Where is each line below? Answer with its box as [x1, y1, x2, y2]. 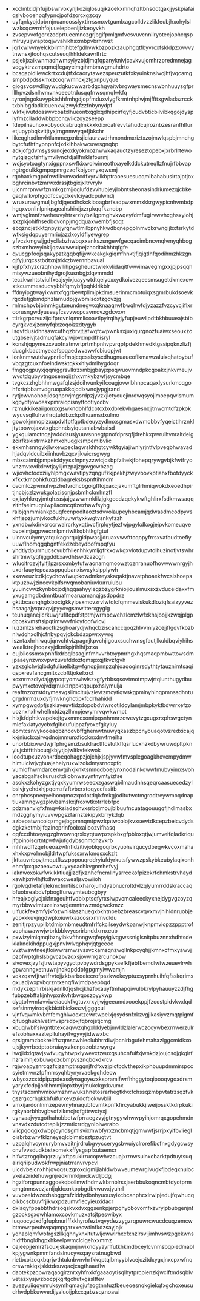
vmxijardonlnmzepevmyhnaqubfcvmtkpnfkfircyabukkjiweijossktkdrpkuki [12, 1101, 193, 1108]
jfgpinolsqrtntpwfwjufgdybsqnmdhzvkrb [12, 837, 113, 844]
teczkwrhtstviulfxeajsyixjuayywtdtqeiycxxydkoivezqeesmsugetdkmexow [12, 276, 193, 283]
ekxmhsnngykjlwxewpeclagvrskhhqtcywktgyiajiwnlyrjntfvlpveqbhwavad [12, 444, 193, 451]
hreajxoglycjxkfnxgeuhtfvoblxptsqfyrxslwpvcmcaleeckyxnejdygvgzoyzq [12, 895, 193, 902]
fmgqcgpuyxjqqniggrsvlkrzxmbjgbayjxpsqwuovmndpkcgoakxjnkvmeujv [12, 367, 192, 373]
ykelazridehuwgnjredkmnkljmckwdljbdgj [12, 1172, 113, 1179]
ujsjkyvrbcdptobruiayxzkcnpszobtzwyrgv [12, 1043, 116, 1050]
